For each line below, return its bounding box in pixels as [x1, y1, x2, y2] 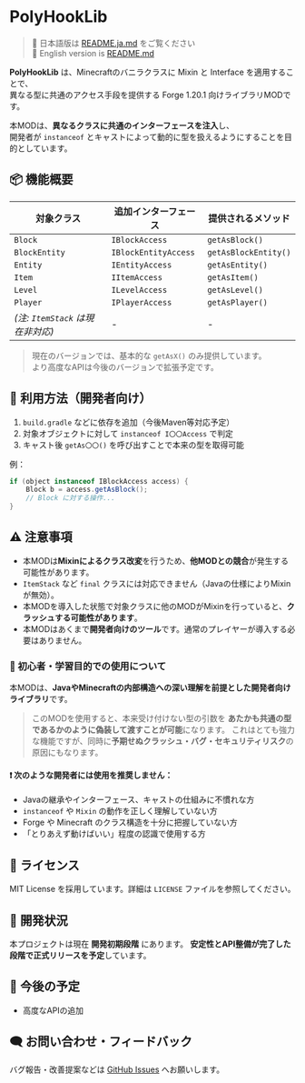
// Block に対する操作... [25, 494, 115, 503]
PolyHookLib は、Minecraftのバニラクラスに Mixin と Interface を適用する [9, 66, 286, 77]
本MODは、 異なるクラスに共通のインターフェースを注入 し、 [9, 120, 234, 131]
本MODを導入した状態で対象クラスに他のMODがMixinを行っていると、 [22, 600, 288, 611]
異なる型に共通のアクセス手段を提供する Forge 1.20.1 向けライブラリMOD [9, 89, 283, 100]
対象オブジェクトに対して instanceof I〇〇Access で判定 [22, 427, 233, 438]
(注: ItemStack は [14, 311, 85, 324]
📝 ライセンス [9, 857, 80, 873]
